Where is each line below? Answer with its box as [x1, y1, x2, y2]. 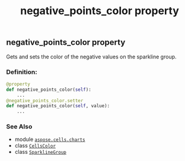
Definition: [6, 68, 37, 76]
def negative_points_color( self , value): [6, 103, 110, 109]
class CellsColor [14, 142, 56, 149]
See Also [6, 123, 33, 131]
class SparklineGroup [14, 149, 66, 156]
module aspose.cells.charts [14, 136, 85, 143]
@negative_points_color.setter [6, 97, 84, 104]
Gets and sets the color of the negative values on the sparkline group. [6, 53, 177, 60]
